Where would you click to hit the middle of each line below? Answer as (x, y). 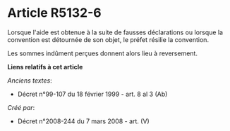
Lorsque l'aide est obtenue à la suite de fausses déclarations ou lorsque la (115, 32)
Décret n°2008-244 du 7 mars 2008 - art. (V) (83, 121)
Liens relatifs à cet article (45, 67)
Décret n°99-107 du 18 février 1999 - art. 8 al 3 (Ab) (92, 94)
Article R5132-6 (54, 13)
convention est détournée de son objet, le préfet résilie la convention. (108, 39)
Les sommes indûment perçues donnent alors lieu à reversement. (102, 53)
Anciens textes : (30, 80)
